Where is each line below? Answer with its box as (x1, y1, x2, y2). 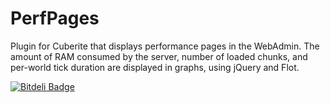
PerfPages (10, 7, 100, 30)
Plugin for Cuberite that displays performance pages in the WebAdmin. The (10, 40, 320, 52)
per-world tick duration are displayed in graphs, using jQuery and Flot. (10, 61, 300, 73)
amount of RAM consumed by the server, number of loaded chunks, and (10, 50, 308, 62)
